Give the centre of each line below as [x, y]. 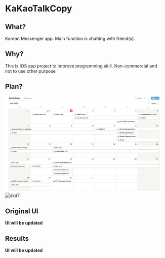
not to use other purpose [30, 71]
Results [17, 239]
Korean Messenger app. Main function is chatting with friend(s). [70, 38]
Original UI [22, 211]
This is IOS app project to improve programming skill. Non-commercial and [81, 66]
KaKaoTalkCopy [39, 9]
